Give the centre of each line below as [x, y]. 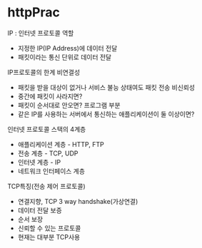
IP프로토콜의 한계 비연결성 [44, 72]
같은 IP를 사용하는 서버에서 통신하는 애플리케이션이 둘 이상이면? [106, 114]
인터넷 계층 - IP [39, 162]
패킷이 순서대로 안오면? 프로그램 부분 [69, 105]
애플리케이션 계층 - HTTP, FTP [61, 144]
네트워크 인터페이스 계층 [51, 171]
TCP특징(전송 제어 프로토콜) [46, 186]
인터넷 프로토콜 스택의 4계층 [47, 129]
